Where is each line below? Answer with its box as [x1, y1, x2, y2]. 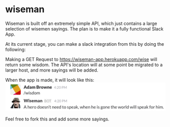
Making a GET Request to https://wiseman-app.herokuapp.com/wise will [5, 56, 158, 62]
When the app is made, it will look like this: [5, 77, 95, 83]
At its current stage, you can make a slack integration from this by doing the [5, 41, 164, 47]
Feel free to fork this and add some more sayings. [5, 116, 109, 122]
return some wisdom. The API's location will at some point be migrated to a [5, 61, 163, 68]
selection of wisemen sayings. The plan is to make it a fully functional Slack [5, 25, 164, 31]
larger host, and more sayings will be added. [5, 67, 98, 73]
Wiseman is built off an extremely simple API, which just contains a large [5, 20, 157, 26]
